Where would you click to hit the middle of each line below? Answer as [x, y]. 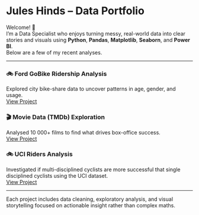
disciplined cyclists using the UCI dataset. [57, 175]
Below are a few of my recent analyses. [54, 52]
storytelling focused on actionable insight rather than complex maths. [91, 205]
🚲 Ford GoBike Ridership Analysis [57, 73]
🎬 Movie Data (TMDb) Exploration [56, 117]
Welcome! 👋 [21, 27]
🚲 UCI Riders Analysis [39, 154]
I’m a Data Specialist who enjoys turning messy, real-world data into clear [96, 33]
